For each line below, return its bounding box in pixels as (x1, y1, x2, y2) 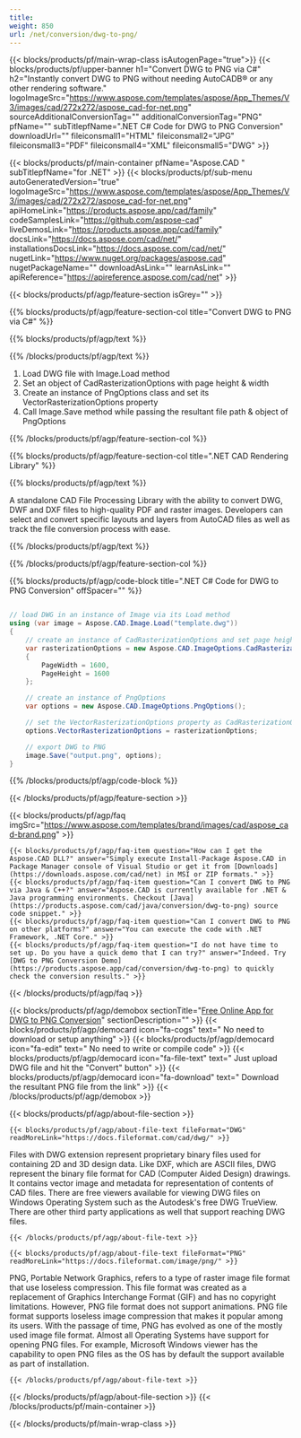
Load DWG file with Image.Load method (21, 369, 170, 379)
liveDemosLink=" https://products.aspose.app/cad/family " (9, 224, 222, 235)
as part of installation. (9, 1358, 90, 1369)
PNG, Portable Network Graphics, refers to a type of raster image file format (9, 1273, 290, 1284)
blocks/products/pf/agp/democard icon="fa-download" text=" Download (9, 1072, 279, 1083)
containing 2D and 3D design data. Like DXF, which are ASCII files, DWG (9, 1159, 277, 1170)
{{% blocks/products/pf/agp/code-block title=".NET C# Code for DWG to (9, 576, 279, 587)
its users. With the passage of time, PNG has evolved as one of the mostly (9, 1320, 283, 1331)
